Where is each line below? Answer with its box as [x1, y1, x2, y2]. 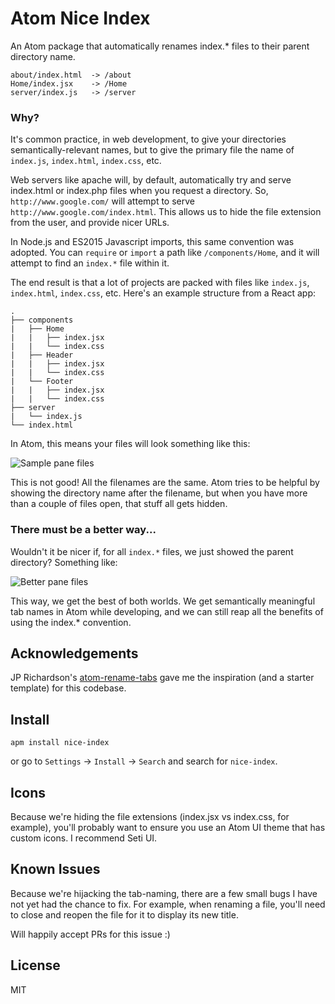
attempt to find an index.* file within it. [10, 257, 170, 269]
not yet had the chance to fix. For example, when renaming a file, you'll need [10, 898, 326, 910]
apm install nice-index [10, 738, 110, 748]
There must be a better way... [10, 523, 157, 537]
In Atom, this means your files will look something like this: [10, 438, 251, 450]
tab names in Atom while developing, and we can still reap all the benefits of [10, 605, 324, 617]
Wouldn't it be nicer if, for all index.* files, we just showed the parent [10, 545, 294, 557]
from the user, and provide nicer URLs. [10, 217, 170, 229]
